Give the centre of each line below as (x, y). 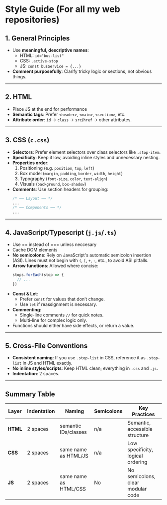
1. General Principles (38, 38)
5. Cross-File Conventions (46, 346)
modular (137, 489)
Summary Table (30, 394)
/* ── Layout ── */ (33, 198)
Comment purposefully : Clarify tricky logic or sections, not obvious (82, 71)
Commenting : (27, 309)
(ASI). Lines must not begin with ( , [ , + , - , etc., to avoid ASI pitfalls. (80, 260)
